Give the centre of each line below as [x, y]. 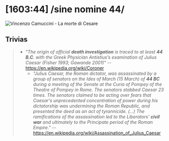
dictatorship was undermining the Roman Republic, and [91, 106]
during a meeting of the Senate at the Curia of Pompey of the [97, 84]
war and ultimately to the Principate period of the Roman [93, 122]
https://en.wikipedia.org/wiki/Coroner [65, 68]
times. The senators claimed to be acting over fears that [92, 95]
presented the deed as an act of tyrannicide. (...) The [89, 111]
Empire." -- [45, 127]
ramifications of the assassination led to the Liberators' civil [96, 117]
